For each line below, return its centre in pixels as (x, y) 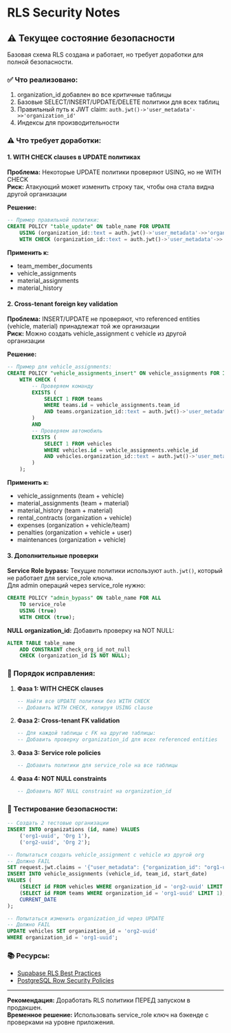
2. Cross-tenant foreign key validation (63, 304)
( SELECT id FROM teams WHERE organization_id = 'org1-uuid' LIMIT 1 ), (123, 893)
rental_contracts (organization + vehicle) (74, 518)
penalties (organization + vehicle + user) (74, 532)
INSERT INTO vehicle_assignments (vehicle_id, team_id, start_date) (107, 874)
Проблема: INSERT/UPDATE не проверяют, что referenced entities (104, 319)
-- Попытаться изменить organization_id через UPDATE (86, 918)
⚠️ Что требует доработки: (54, 140)
